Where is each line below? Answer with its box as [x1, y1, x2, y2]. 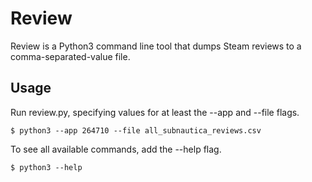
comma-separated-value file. [10, 50, 131, 62]
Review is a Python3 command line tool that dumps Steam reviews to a [10, 40, 302, 52]
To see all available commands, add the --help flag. [10, 143, 222, 155]
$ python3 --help [10, 162, 83, 172]
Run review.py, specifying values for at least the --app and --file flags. [10, 106, 300, 118]
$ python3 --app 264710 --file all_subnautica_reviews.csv [10, 125, 262, 136]
